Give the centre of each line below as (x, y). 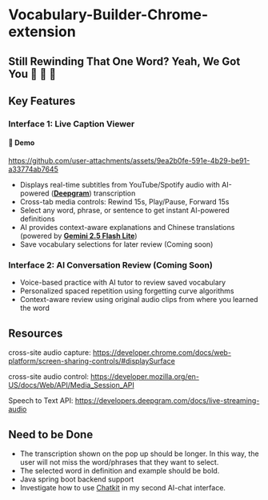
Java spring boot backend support (77, 479)
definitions (37, 219)
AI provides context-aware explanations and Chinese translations (127, 228)
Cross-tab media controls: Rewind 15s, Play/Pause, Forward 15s (124, 202)
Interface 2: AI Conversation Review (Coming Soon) (111, 265)
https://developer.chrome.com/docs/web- (162, 353)
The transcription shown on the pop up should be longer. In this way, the (139, 454)
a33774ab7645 (33, 169)
